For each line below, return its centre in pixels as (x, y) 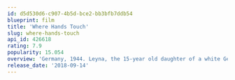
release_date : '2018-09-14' (48, 65)
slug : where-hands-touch (43, 33)
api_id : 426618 (29, 40)
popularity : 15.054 (36, 53)
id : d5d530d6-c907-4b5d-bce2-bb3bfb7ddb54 (70, 14)
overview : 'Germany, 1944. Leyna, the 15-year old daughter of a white (114, 59)
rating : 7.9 (24, 46)
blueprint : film (31, 20)
